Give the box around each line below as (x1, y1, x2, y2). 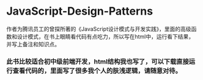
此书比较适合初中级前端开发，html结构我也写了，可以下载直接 (6, 57, 190, 65)
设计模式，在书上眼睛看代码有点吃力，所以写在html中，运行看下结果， (17, 32, 194, 40)
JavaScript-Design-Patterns (6, 4, 153, 18)
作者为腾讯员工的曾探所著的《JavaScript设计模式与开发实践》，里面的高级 (6, 25, 191, 32)
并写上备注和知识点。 (6, 40, 60, 48)
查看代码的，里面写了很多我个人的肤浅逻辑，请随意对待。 (12, 66, 182, 75)
